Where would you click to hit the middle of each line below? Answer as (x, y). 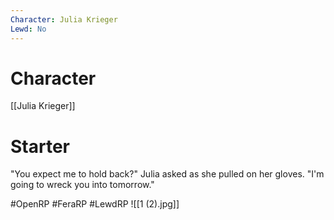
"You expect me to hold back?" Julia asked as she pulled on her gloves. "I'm (167, 174)
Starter (40, 146)
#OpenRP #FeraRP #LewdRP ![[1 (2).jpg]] (95, 204)
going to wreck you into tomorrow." (82, 185)
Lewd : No (28, 29)
